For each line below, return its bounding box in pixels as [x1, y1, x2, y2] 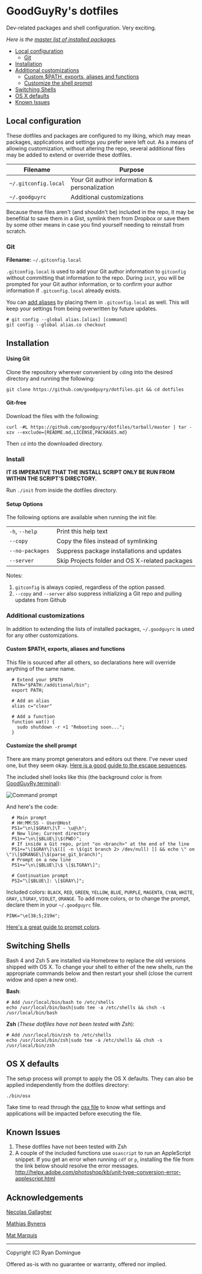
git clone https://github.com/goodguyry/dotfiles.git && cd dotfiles [6, 386, 185, 392]
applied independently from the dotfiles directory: [6, 1081, 129, 1088]
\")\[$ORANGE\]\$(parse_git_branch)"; [6, 852, 103, 858]
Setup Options [6, 500, 43, 508]
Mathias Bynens [6, 1220, 46, 1228]
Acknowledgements [6, 1192, 84, 1202]
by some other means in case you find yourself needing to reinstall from [6, 221, 185, 228]
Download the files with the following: [6, 412, 100, 419]
